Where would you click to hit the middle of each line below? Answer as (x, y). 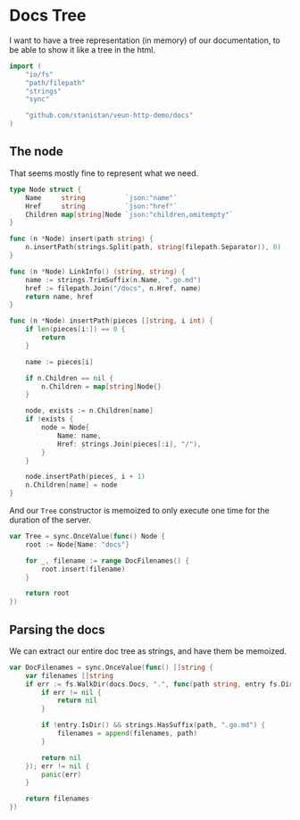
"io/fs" (39, 74)
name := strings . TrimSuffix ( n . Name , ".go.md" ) (113, 280)
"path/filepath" (56, 83)
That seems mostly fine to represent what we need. (104, 173)
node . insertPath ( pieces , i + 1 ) (85, 477)
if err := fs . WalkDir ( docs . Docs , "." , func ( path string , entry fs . (154, 684)
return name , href (59, 297)
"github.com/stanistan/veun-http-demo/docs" (109, 116)
